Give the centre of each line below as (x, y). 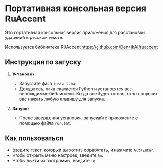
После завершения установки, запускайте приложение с (79, 118)
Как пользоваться (34, 139)
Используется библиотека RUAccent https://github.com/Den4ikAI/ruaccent (81, 47)
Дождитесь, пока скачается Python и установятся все (76, 89)
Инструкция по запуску (43, 62)
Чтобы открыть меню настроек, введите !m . (57, 155)
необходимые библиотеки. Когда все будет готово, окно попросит (88, 93)
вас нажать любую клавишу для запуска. (62, 99)
